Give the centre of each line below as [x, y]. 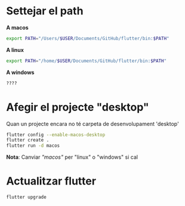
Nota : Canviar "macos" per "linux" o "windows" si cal [72, 157]
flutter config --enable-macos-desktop [56, 135]
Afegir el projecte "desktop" [78, 107]
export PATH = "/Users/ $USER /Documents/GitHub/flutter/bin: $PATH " [88, 38]
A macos [17, 27]
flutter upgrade [26, 197]
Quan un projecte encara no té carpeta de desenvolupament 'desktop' [92, 124]
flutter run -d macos [33, 146]
